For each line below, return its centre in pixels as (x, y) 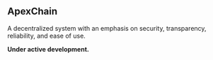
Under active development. (48, 49)
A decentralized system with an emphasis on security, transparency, (107, 28)
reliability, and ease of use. (47, 36)
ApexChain (33, 12)
